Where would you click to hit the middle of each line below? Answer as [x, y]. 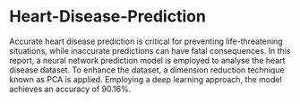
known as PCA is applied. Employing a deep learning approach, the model [146, 79]
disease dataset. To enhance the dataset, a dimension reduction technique [147, 70]
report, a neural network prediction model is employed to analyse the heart [147, 60]
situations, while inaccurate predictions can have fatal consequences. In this [150, 50]
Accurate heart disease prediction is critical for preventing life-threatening [146, 41]
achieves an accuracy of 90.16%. [70, 89]
